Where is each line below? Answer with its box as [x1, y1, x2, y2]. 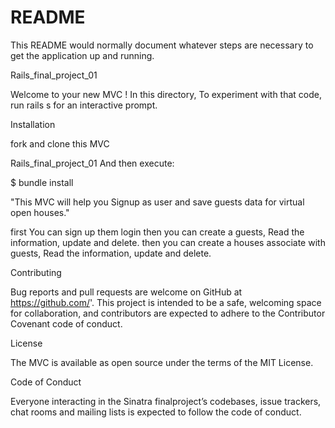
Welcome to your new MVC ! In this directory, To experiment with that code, [10, 88, 322, 100]
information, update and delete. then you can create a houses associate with [10, 236, 326, 248]
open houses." [10, 206, 70, 218]
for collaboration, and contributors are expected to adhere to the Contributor [10, 307, 326, 319]
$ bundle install [10, 176, 74, 188]
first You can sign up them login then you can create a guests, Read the [10, 226, 305, 238]
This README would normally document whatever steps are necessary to [10, 39, 314, 51]
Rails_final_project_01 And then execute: [10, 157, 175, 169]
